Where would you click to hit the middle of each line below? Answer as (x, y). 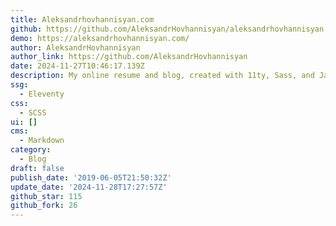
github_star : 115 (46, 196)
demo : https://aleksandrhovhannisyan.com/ (100, 38)
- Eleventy (42, 94)
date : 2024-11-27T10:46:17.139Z (77, 66)
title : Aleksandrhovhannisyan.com (82, 19)
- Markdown (42, 141)
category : (31, 150)
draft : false (37, 168)
